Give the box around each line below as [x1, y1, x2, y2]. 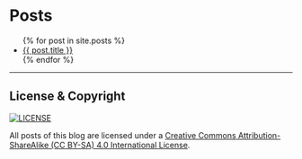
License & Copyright [9, 89, 126, 104]
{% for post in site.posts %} [22, 35, 126, 46]
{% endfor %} [22, 54, 75, 65]
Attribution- [237, 129, 281, 140]
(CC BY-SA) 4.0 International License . [50, 139, 191, 150]
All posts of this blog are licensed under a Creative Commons [9, 129, 236, 140]
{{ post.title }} [22, 44, 74, 55]
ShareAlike [9, 139, 49, 150]
